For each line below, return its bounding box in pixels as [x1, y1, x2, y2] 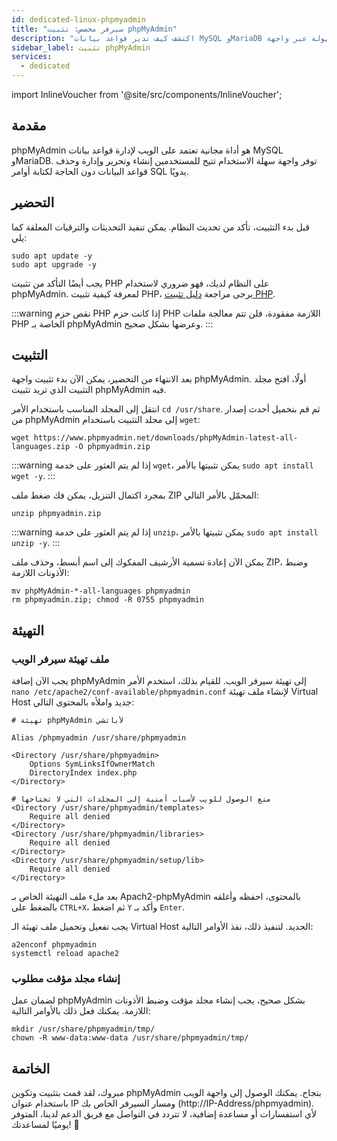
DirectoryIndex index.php [29, 768, 138, 778]
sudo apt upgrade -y [11, 259, 98, 270]
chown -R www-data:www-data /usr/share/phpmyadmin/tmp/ [11, 1033, 249, 1043]
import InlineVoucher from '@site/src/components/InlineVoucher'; [11, 89, 283, 100]
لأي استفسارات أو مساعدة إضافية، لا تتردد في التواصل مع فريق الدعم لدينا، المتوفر [11, 1108, 317, 1120]
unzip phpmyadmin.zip [11, 509, 102, 519]
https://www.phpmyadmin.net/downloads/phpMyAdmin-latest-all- [33, 433, 299, 443]
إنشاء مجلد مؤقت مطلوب [11, 972, 121, 986]
